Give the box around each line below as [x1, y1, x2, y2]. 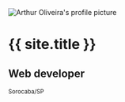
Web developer [8, 66, 85, 80]
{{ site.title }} [8, 36, 97, 54]
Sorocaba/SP [8, 88, 44, 96]
